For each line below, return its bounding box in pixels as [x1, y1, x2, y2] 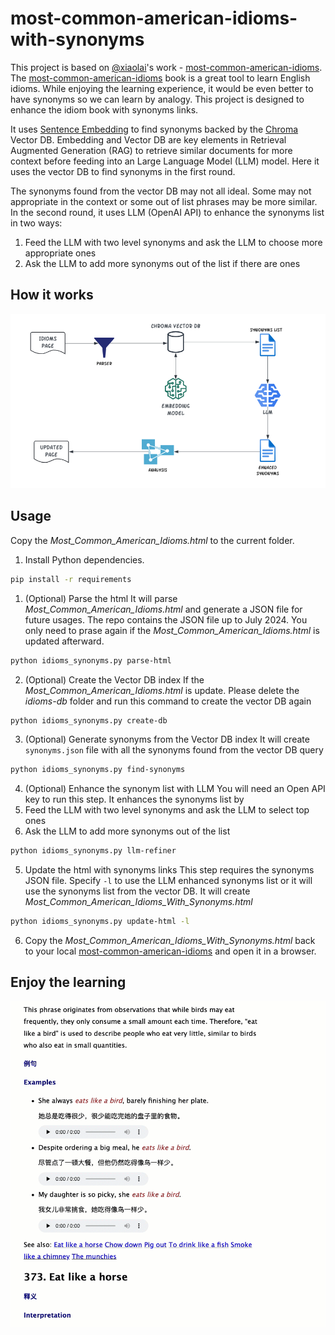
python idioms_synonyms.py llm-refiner [10, 846, 177, 856]
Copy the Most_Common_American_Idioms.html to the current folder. [10, 534, 295, 546]
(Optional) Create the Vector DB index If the [24, 673, 205, 686]
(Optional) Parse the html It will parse [24, 592, 178, 604]
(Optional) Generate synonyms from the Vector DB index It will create [24, 733, 310, 746]
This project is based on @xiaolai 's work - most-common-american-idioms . [10, 61, 323, 73]
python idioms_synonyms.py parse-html [10, 655, 172, 666]
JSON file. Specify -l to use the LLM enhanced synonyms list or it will [24, 875, 313, 887]
